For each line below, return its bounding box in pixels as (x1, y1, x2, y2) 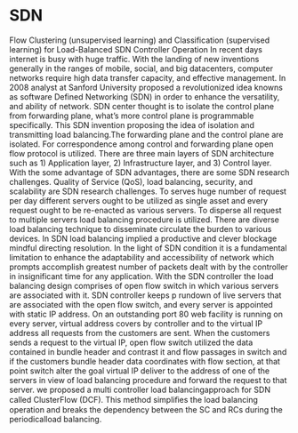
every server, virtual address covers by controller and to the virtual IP (9, 317, 263, 329)
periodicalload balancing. (9, 413, 102, 424)
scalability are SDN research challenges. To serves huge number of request (9, 186, 287, 196)
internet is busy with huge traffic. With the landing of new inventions (9, 53, 260, 64)
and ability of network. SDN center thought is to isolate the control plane (9, 100, 274, 111)
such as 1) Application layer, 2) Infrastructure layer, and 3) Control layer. (9, 157, 272, 168)
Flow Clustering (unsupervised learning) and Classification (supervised (9, 35, 270, 45)
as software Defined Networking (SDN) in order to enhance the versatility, (9, 91, 280, 102)
